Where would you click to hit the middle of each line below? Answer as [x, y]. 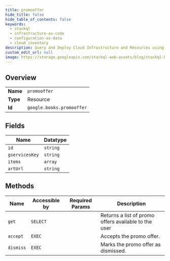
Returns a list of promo [127, 215]
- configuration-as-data [36, 39]
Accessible [46, 200]
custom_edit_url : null [29, 52]
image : [12, 57]
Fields [15, 125]
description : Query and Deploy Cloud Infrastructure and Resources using [85, 48]
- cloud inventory [29, 43]
